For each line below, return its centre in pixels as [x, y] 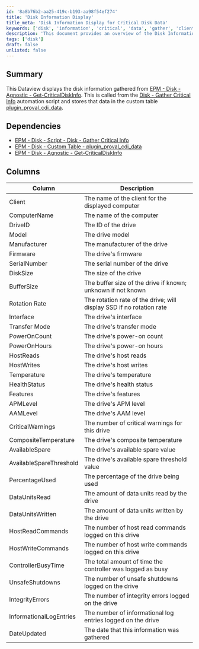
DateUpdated [28, 634]
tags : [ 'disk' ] [25, 39]
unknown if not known [115, 290]
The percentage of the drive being [131, 476]
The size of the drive [113, 273]
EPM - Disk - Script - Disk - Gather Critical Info [72, 141]
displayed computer [112, 206]
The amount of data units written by [134, 511]
